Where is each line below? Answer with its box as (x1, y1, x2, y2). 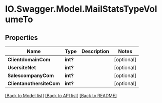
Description (81, 48, 110, 54)
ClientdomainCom (7, 56, 51, 63)
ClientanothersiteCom (7, 80, 60, 87)
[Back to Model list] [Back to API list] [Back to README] (5, 93, 117, 99)
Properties (5, 33, 38, 42)
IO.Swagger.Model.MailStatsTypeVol (5, 3, 158, 15)
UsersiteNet (7, 64, 36, 71)
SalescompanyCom (7, 72, 54, 79)
